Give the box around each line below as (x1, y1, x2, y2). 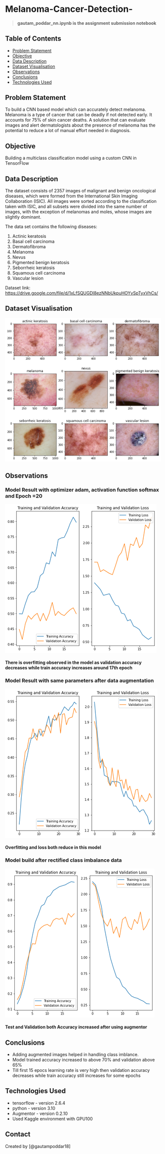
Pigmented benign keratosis (12, 260, 70, 266)
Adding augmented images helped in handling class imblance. (12, 1052, 139, 1058)
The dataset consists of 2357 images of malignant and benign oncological (5, 188, 156, 194)
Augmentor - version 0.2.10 (12, 1110, 68, 1116)
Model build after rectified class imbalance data (5, 857, 122, 864)
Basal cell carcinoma (12, 238, 55, 244)
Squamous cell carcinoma (12, 270, 65, 276)
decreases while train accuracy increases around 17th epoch (5, 665, 132, 671)
